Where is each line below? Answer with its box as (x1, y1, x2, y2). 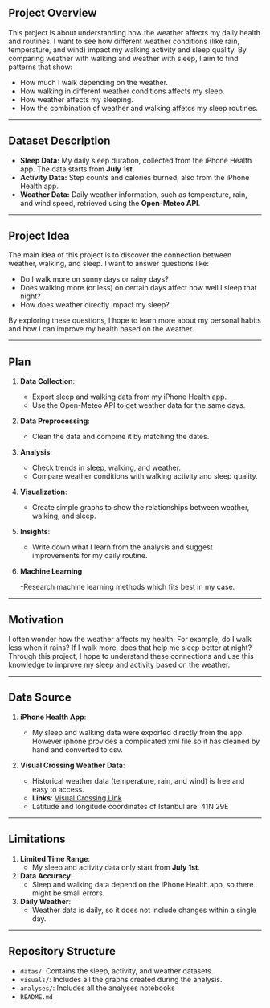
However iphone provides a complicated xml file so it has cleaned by (31, 736, 260, 746)
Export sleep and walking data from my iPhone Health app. (31, 392, 227, 401)
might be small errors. (31, 888, 105, 898)
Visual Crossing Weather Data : (19, 760, 125, 770)
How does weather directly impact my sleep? (19, 300, 170, 310)
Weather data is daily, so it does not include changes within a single (31, 905, 257, 915)
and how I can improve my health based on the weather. (8, 324, 194, 334)
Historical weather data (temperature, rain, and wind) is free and (31, 776, 245, 785)
